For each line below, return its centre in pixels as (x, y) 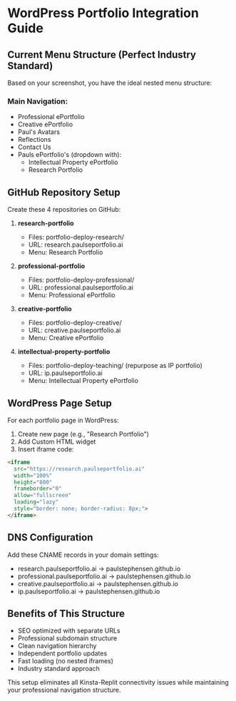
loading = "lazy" (36, 502)
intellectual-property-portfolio (64, 352)
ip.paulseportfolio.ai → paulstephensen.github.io (89, 591)
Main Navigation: (38, 101)
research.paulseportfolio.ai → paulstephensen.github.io (99, 568)
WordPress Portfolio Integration (103, 13)
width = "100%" (33, 476)
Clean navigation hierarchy (57, 646)
